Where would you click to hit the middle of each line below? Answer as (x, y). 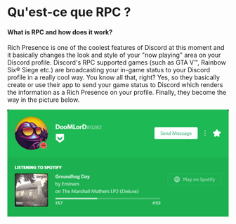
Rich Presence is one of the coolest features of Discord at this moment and (116, 48)
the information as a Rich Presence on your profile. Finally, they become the (117, 93)
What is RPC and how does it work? (60, 32)
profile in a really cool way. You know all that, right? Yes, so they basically (113, 77)
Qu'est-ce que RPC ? (69, 12)
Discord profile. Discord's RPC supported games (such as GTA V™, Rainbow (117, 62)
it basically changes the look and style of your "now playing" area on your (114, 55)
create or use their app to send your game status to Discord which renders (115, 85)
